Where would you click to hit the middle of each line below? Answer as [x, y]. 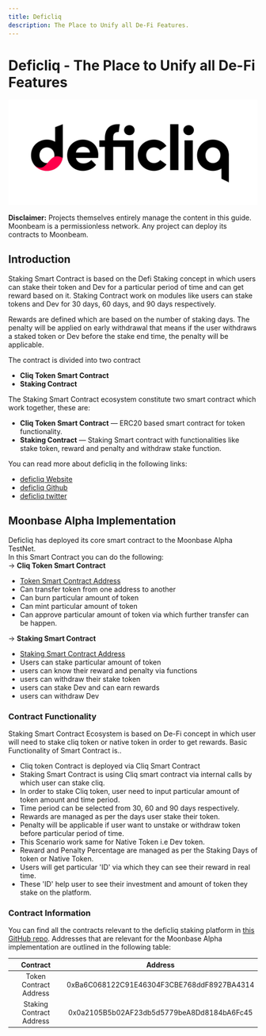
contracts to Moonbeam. [48, 235]
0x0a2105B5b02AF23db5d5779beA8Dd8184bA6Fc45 [161, 1013]
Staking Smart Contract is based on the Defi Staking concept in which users [132, 279]
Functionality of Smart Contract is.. [65, 751]
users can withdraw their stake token [80, 679]
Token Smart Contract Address [70, 580]
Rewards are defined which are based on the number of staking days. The [129, 319]
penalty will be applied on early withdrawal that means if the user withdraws [133, 327]
